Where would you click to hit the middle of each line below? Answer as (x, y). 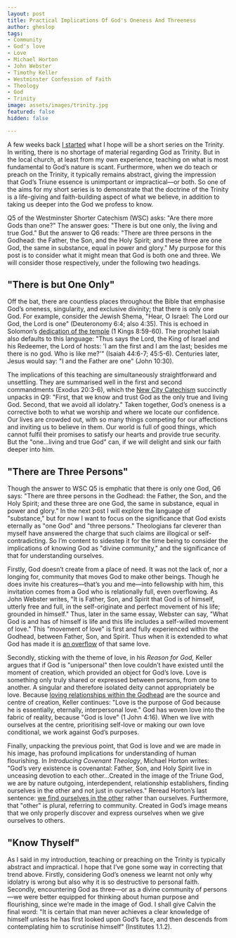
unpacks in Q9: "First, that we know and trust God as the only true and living (118, 397)
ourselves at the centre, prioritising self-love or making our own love (106, 725)
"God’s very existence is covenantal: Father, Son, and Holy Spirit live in (110, 768)
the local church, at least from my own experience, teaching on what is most (118, 159)
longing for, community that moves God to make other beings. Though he (113, 577)
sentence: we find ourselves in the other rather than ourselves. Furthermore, (118, 798)
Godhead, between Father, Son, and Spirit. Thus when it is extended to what (118, 637)
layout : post (26, 14)
